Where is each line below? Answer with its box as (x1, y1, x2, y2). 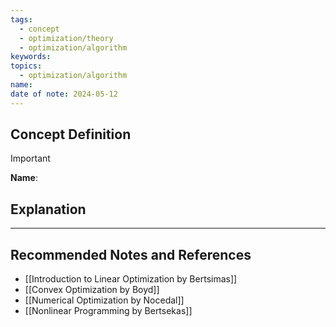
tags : (10, 14, 33, 25)
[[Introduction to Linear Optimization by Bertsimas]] (24, 273, 238, 285)
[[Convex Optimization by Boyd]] (24, 284, 160, 296)
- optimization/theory (19, 33, 114, 43)
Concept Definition (10, 126, 132, 143)
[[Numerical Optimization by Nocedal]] (24, 294, 185, 306)
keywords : (10, 52, 52, 62)
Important (10, 152, 51, 165)
